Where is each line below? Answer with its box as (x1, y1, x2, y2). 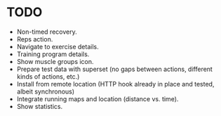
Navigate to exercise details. (16, 42, 99, 51)
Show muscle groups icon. (16, 57, 94, 65)
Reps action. (16, 34, 53, 43)
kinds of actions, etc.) (16, 72, 80, 81)
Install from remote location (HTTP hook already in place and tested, (16, 79, 215, 88)
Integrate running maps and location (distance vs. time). (16, 94, 179, 103)
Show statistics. (16, 102, 63, 110)
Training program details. (16, 50, 90, 58)
